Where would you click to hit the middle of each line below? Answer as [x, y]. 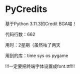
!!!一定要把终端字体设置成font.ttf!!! [40, 66]
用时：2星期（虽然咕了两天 [33, 45]
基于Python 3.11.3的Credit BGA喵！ [41, 23]
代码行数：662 [20, 34]
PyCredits [26, 9]
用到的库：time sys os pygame [37, 55]
